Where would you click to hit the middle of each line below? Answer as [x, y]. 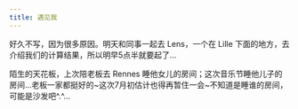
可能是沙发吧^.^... [40, 96]
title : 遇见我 [33, 17]
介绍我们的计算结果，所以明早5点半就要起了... [93, 55]
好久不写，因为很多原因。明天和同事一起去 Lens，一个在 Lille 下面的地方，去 [149, 43]
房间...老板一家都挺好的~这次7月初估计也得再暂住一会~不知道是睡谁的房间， [149, 84]
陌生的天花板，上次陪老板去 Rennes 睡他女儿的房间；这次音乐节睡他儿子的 [146, 74]
